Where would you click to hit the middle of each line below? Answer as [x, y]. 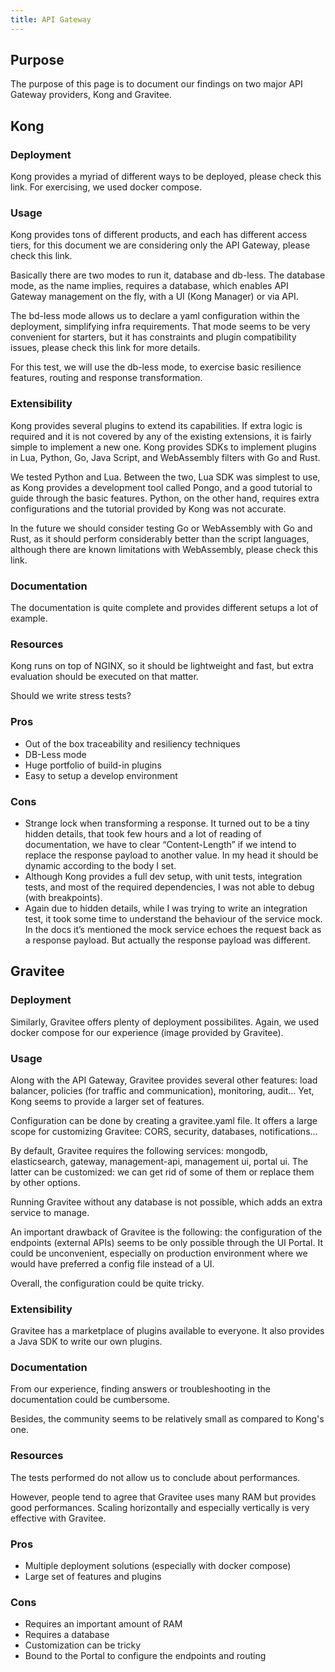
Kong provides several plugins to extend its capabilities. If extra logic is [156, 425]
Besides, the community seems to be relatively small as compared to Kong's [167, 1419]
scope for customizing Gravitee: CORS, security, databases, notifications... [164, 1131]
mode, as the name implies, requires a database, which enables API [149, 286]
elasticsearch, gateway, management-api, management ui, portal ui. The [159, 1161]
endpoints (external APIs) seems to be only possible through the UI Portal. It [166, 1242]
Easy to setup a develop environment [101, 775]
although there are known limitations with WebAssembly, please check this [164, 549]
